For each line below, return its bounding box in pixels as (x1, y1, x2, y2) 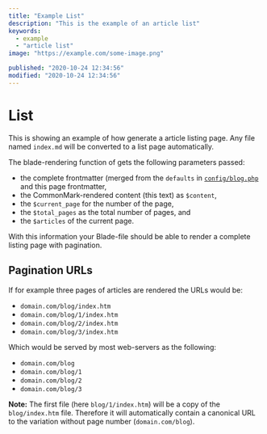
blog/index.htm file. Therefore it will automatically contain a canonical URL (8, 407, 257, 417)
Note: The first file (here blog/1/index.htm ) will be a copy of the (8, 399, 220, 409)
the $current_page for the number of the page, (19, 199, 174, 209)
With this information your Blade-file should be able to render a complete (8, 231, 251, 241)
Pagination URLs (8, 263, 93, 277)
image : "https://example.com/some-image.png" (8, 49, 164, 57)
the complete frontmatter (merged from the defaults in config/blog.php (19, 173, 259, 183)
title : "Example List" (8, 11, 85, 20)
